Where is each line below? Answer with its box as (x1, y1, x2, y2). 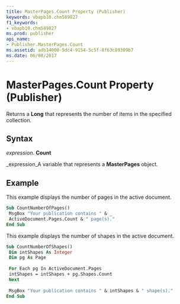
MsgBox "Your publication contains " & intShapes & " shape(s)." (8, 287, 173, 293)
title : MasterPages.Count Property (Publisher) (6, 8, 126, 15)
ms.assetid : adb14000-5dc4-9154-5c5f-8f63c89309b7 (6, 47, 134, 53)
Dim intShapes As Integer (8, 249, 73, 255)
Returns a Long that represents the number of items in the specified (6, 110, 172, 117)
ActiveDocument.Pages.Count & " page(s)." (8, 216, 115, 222)
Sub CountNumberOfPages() (6, 205, 70, 211)
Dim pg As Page (8, 255, 46, 261)
